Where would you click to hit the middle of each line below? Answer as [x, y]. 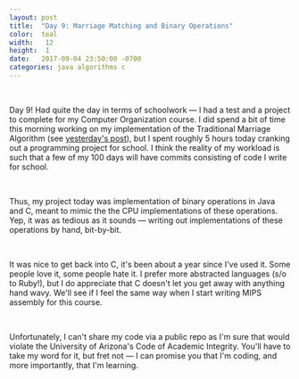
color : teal [33, 34]
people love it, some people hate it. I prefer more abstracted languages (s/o [148, 274]
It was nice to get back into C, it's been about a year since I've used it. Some [150, 264]
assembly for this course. [56, 302]
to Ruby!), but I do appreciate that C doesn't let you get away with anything [147, 283]
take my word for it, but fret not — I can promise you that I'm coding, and [143, 355]
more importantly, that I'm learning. [74, 365]
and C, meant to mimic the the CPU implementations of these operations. [144, 210]
